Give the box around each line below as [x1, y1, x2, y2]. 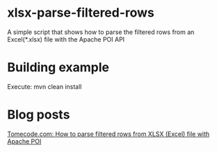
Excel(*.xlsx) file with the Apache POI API [7, 35, 125, 43]
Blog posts [7, 107, 70, 123]
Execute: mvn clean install [7, 82, 82, 91]
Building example [7, 60, 110, 76]
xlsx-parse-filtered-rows [7, 5, 155, 21]
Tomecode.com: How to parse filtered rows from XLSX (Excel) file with [7, 130, 210, 138]
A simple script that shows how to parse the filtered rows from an [7, 28, 195, 36]
